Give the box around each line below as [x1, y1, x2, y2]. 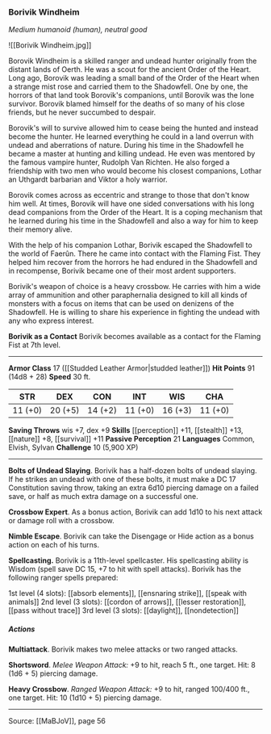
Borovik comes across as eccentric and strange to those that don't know [8, 191, 250, 200]
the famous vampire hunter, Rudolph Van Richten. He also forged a [8, 157, 230, 167]
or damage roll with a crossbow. [8, 516, 115, 526]
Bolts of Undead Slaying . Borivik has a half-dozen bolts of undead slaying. [8, 466, 257, 476]
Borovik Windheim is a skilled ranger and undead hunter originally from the [8, 56, 257, 66]
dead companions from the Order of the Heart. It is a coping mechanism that [8, 208, 263, 217]
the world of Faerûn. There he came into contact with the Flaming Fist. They [8, 249, 261, 258]
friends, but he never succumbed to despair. [8, 107, 156, 117]
